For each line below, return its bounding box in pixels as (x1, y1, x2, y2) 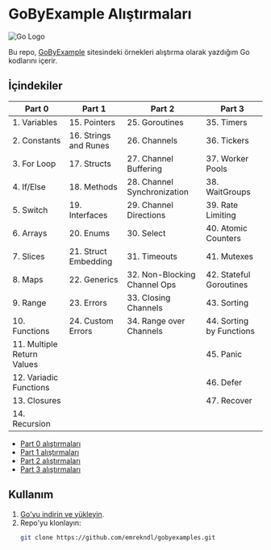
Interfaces (69, 209, 108, 220)
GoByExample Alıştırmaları (8, 5, 192, 23)
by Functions (206, 325, 256, 336)
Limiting (206, 209, 236, 220)
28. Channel (127, 176, 173, 187)
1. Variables (12, 116, 58, 127)
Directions (127, 209, 166, 220)
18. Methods (69, 181, 119, 192)
